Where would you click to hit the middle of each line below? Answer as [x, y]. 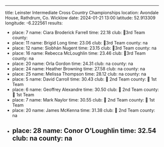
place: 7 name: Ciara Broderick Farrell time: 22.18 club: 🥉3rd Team [79, 32]
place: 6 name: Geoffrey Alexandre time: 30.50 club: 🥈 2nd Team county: [85, 89]
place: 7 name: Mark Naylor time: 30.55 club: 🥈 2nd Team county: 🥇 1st [83, 100]
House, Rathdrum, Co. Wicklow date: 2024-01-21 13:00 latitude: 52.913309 [80, 18]
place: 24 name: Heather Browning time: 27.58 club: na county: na [79, 69]
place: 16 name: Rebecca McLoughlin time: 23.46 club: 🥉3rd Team [79, 53]
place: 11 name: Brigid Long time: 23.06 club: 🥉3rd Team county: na [80, 43]
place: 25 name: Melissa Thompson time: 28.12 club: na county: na [79, 74]
